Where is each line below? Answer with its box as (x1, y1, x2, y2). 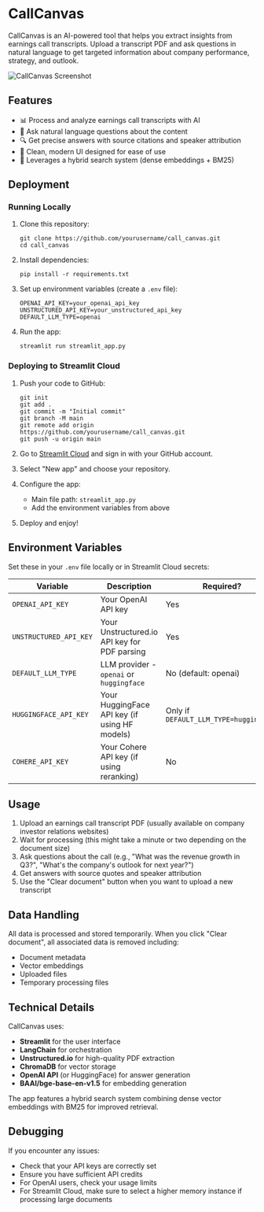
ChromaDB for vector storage (19, 1062, 116, 1071)
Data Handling (8, 908, 80, 922)
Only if (165, 705, 190, 716)
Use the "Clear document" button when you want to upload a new (19, 877, 233, 886)
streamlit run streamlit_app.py (19, 342, 126, 350)
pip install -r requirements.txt (19, 271, 130, 279)
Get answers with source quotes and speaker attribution (19, 869, 202, 878)
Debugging (8, 1125, 64, 1138)
